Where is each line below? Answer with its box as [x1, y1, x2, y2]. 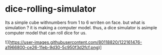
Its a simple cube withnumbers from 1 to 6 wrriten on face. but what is [5, 19, 145, 25]
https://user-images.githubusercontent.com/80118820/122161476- [9, 39, 143, 45]
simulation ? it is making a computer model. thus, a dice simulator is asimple [5, 24, 157, 30]
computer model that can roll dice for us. [5, 30, 87, 36]
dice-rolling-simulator [5, 3, 96, 15]
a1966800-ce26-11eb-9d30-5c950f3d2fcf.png [5, 44, 99, 50]
